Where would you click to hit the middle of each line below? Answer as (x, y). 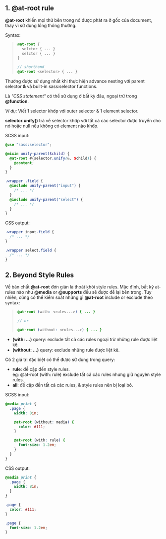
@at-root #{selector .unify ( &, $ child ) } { (53, 158)
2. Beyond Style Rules (40, 275)
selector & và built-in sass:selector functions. (51, 87)
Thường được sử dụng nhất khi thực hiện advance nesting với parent (75, 81)
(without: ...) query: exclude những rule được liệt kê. (66, 350)
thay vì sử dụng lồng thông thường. (41, 25)
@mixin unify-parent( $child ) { (37, 154)
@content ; (24, 163)
